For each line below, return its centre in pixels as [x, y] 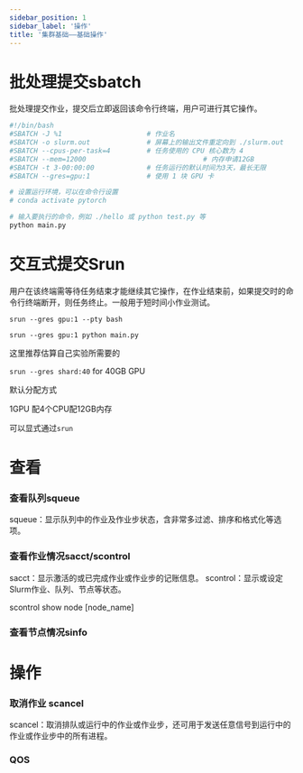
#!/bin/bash [32, 126]
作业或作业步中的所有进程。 [61, 736]
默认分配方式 [33, 390]
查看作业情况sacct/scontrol [70, 557]
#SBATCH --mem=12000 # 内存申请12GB [132, 159]
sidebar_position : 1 [48, 18]
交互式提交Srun [67, 265]
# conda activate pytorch [58, 201]
